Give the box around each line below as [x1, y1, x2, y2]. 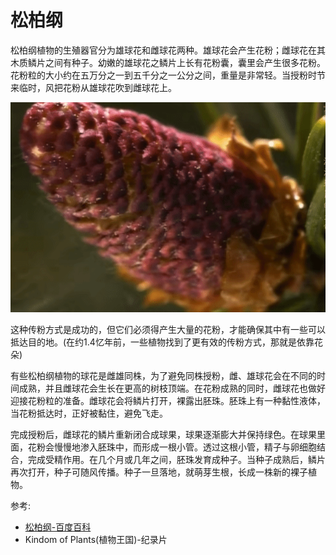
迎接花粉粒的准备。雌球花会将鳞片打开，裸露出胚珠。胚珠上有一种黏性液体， [10, 394, 326, 406]
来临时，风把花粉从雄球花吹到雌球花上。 [10, 81, 177, 93]
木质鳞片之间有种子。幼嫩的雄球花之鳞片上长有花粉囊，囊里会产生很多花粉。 [10, 56, 326, 68]
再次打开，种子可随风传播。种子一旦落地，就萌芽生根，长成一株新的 [10, 466, 291, 478]
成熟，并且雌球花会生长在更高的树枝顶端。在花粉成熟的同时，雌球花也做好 [18, 382, 326, 394]
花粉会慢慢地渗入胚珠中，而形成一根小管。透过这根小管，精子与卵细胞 [27, 441, 317, 453]
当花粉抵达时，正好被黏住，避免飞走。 [10, 407, 168, 419]
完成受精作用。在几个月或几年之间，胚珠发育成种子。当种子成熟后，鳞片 [27, 453, 326, 465]
